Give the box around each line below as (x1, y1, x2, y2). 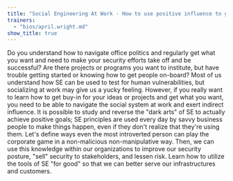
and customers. (7, 167, 52, 175)
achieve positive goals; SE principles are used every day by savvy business (7, 116, 223, 124)
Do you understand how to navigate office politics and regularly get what (7, 49, 216, 57)
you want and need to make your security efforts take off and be (7, 56, 191, 65)
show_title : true (7, 29, 58, 37)
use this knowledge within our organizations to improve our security (7, 145, 202, 153)
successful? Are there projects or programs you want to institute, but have (7, 63, 220, 72)
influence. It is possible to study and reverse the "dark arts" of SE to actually (7, 108, 225, 116)
